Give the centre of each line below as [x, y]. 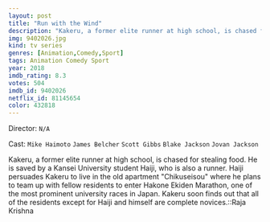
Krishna [21, 211]
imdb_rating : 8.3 [37, 76]
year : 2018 [27, 68]
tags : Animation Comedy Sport [59, 61]
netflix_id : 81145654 [45, 98]
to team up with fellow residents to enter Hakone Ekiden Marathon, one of [131, 185]
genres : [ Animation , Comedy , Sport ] [66, 53]
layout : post [30, 16]
